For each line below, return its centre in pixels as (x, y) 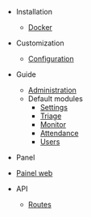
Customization (40, 43)
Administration (52, 90)
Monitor (53, 124)
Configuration (51, 59)
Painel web (34, 173)
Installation (34, 12)
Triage (51, 116)
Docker (40, 27)
